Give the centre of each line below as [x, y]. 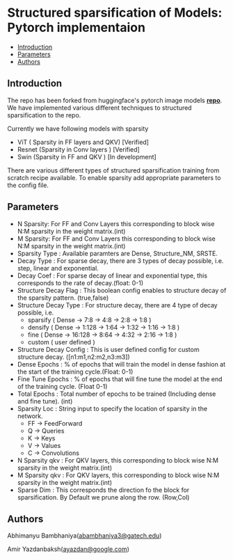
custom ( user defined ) [61, 342]
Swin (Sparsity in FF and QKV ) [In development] [87, 157]
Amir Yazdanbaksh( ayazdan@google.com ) [69, 549]
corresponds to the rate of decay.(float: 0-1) [80, 282]
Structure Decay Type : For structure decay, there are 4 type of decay [117, 305]
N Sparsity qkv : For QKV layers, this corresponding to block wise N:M [118, 460]
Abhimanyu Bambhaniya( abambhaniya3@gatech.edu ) [85, 536]
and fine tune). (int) [45, 401]
